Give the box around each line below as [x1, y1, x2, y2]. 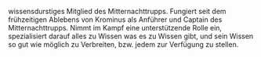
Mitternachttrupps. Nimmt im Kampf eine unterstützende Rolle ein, [8, 23, 222, 32]
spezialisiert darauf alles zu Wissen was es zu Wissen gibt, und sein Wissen [8, 31, 254, 41]
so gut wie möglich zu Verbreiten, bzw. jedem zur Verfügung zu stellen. [8, 40, 239, 49]
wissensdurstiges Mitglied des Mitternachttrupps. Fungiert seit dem [8, 7, 227, 16]
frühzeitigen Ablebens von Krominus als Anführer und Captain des [8, 15, 223, 24]
